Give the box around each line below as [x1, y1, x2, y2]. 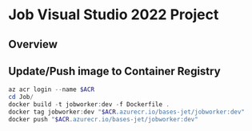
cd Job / [8, 93, 34, 101]
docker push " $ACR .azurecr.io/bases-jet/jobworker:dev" [8, 115, 198, 123]
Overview [8, 38, 58, 51]
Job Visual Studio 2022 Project [8, 6, 219, 24]
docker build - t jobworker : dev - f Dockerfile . [8, 101, 170, 109]
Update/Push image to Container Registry [8, 64, 222, 77]
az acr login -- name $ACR [8, 85, 94, 93]
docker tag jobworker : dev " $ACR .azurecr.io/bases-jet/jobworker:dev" [8, 108, 246, 117]
